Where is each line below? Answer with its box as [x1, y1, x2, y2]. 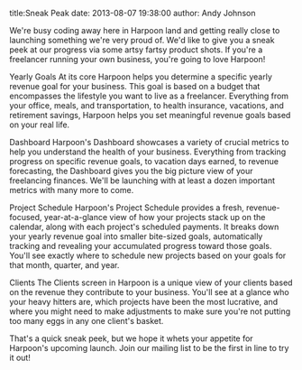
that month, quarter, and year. [9, 260, 120, 270]
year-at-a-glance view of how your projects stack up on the [43, 212, 266, 222]
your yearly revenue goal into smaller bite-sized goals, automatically [9, 231, 263, 242]
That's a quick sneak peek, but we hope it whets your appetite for [9, 333, 254, 344]
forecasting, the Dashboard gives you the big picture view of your [9, 166, 253, 176]
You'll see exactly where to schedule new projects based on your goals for [9, 250, 287, 261]
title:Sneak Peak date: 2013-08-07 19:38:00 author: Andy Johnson [9, 8, 256, 18]
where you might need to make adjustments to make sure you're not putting [9, 306, 291, 317]
